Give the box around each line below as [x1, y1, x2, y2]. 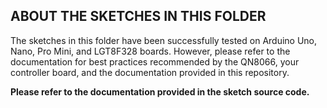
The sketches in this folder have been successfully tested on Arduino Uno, [10, 34, 318, 46]
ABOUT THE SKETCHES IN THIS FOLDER [10, 8, 267, 25]
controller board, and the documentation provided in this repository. [10, 66, 290, 78]
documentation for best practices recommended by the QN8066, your [10, 55, 300, 68]
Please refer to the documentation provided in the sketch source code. [10, 85, 310, 98]
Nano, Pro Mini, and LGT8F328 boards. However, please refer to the [10, 45, 291, 57]
